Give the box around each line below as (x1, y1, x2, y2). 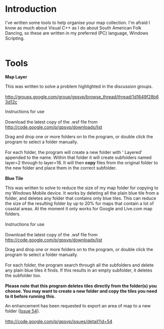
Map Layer (5, 74, 27, 79)
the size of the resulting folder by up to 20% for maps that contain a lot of (5, 200, 154, 206)
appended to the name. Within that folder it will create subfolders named (5, 154, 152, 160)
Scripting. (5, 35, 25, 41)
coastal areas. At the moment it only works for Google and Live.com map (5, 205, 153, 211)
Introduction (5, 3, 57, 15)
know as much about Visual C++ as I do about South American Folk (5, 25, 141, 30)
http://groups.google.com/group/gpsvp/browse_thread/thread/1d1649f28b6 (5, 94, 159, 100)
